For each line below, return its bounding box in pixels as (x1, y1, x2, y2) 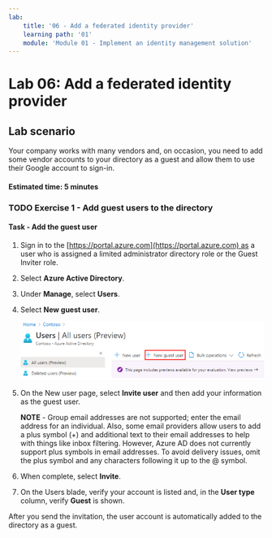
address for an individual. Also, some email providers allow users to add (19, 421, 261, 431)
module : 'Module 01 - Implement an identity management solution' (23, 39, 253, 47)
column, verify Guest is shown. (19, 496, 125, 505)
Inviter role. (19, 257, 58, 267)
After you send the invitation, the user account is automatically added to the (8, 511, 262, 521)
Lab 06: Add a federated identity (8, 75, 232, 93)
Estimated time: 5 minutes (8, 181, 99, 191)
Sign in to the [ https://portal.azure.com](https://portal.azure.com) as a (19, 240, 256, 249)
